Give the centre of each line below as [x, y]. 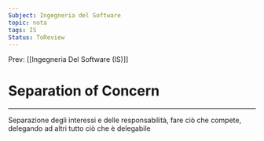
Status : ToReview [37, 37]
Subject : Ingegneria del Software [65, 15]
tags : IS [22, 30]
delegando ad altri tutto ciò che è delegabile [79, 128]
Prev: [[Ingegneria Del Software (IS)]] [68, 60]
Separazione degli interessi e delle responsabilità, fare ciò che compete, [125, 120]
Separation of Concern [84, 91]
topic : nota [27, 23]
